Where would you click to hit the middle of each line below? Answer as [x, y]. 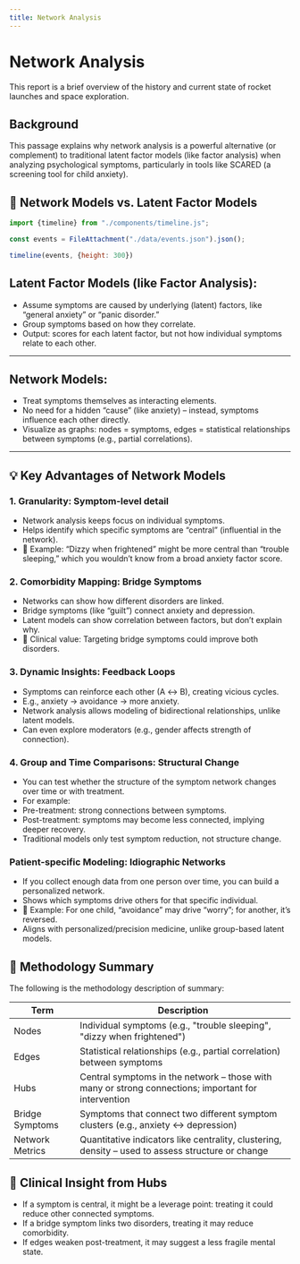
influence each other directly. [76, 420]
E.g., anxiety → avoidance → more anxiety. [101, 701]
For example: [46, 801]
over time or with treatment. [73, 791]
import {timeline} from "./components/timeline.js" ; [109, 223]
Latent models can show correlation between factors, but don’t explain [152, 620]
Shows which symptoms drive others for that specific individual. [140, 901]
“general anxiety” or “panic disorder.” [91, 314]
